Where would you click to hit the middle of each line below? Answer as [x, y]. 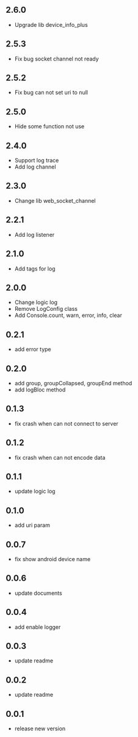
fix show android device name [53, 559]
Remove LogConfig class [46, 309]
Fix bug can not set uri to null [51, 93]
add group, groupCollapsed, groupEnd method [73, 383]
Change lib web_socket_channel [55, 200]
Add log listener [34, 234]
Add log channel [35, 167]
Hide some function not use [49, 126]
